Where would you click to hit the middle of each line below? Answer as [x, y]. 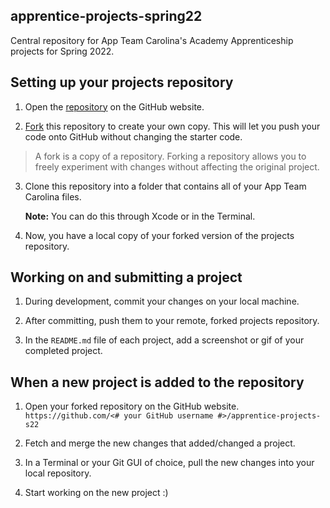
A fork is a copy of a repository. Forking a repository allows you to [170, 156]
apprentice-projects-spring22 [106, 16]
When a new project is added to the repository [157, 382]
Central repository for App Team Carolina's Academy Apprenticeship [152, 40]
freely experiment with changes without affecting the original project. [177, 166]
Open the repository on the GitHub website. [114, 106]
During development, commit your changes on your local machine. [162, 301]
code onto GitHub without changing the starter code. [133, 136]
